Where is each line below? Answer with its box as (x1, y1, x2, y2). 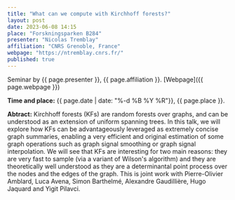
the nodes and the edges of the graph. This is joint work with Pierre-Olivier (7, 169, 223, 178)
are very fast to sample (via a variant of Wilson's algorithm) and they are (7, 154, 216, 163)
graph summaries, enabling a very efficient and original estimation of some (7, 132, 224, 140)
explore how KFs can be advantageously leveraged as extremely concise (7, 124, 219, 133)
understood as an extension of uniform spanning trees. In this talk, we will (7, 117, 221, 126)
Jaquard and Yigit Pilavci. (7, 184, 81, 193)
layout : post (7, 17, 46, 24)
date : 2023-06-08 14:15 (7, 23, 77, 30)
